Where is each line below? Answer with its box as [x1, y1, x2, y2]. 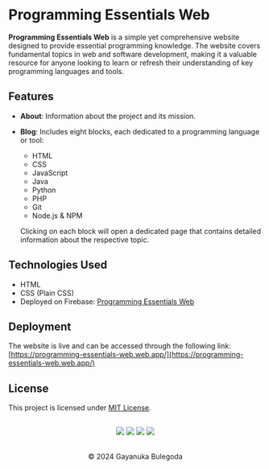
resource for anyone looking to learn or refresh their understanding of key [8, 58, 254, 68]
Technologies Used [8, 258, 107, 272]
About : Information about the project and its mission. [19, 111, 196, 121]
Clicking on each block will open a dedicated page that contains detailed [19, 226, 262, 236]
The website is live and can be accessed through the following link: [8, 341, 231, 351]
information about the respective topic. [19, 235, 150, 245]
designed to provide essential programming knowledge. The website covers [8, 40, 261, 50]
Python [31, 185, 56, 195]
